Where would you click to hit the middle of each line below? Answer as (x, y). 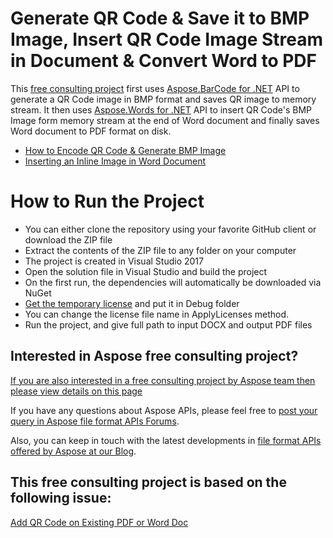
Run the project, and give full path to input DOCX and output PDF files (168, 324)
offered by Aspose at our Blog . (73, 451)
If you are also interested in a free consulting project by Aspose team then (163, 380)
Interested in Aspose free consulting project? (154, 356)
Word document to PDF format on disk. (91, 131)
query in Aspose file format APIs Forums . (95, 421)
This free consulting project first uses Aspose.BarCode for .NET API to (155, 88)
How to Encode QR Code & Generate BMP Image (125, 150)
